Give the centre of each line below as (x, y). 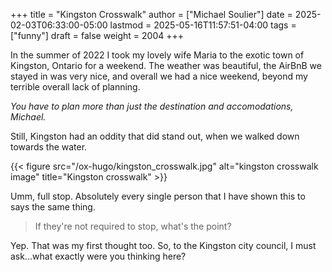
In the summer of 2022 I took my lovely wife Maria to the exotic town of (157, 55)
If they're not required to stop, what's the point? (133, 226)
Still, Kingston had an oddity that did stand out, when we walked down (155, 136)
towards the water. (49, 147)
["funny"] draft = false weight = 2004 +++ (97, 35)
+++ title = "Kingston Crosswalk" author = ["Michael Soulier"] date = (151, 14)
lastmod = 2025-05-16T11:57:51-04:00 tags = (203, 25)
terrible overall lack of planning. (75, 87)
